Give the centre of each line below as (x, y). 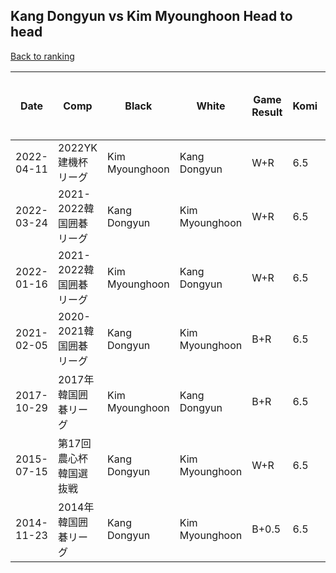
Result (267, 112)
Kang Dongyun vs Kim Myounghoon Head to (151, 16)
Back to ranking (42, 56)
